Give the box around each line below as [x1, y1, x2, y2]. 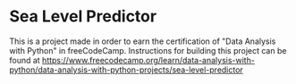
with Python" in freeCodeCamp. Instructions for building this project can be [9, 45, 287, 55]
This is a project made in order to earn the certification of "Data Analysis [9, 36, 276, 46]
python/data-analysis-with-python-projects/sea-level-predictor [9, 64, 243, 75]
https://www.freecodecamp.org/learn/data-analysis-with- [41, 55, 255, 65]
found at [9, 55, 40, 65]
